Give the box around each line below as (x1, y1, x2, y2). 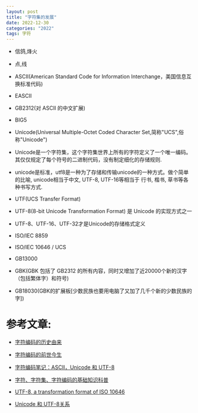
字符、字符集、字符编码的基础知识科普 (14, 376, 108, 383)
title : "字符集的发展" (6, 14, 57, 20)
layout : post (6, 8, 39, 15)
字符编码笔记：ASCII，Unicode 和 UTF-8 (14, 364, 115, 371)
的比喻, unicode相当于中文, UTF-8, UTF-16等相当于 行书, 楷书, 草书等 (14, 176, 184, 183)
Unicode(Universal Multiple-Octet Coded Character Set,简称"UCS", (14, 129, 179, 136)
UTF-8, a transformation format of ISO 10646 (14, 388, 125, 395)
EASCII (14, 93, 32, 100)
